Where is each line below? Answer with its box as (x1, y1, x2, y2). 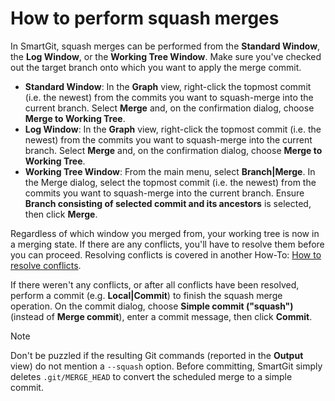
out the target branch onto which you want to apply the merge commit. (10, 61, 302, 73)
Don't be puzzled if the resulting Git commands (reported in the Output (10, 349, 304, 361)
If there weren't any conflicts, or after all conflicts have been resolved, (10, 278, 300, 291)
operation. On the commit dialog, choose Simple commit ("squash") (10, 300, 294, 312)
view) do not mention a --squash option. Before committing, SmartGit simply (10, 360, 323, 372)
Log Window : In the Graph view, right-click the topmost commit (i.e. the (24, 123, 322, 135)
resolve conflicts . (10, 259, 82, 271)
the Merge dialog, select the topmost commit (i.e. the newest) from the (24, 176, 317, 188)
